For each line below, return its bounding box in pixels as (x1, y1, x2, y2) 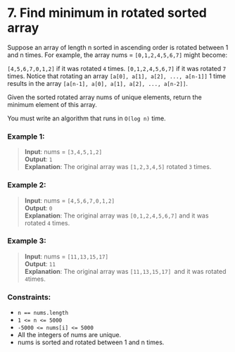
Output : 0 (24, 203, 53, 212)
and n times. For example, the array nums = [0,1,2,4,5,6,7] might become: (7, 51, 227, 59)
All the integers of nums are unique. (17, 331, 122, 339)
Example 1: (7, 132, 45, 142)
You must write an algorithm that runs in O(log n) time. (7, 114, 167, 122)
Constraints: (7, 292, 51, 302)
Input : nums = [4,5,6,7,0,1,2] (24, 196, 115, 205)
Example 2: (7, 180, 46, 190)
